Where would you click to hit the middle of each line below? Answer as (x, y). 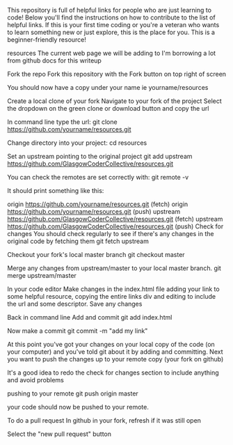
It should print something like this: (56, 190)
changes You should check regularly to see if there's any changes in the (111, 234)
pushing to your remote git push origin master (73, 393)
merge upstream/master (42, 275)
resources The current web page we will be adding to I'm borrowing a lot (112, 53)
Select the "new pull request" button (59, 434)
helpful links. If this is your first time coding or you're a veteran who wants (113, 25)
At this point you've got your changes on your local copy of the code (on (111, 344)
